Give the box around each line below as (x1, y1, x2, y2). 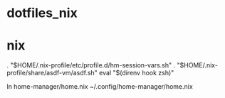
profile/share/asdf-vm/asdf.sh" (6, 69, 98, 77)
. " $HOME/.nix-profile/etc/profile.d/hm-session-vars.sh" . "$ (6, 61, 184, 70)
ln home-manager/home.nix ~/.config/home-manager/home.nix (6, 82, 193, 91)
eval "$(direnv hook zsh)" (98, 69, 174, 77)
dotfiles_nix (6, 5, 78, 21)
